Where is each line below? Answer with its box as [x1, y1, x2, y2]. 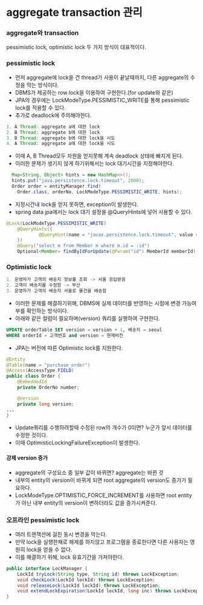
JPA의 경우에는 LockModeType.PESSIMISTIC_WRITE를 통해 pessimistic [14, 96, 190, 104]
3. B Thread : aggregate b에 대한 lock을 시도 [6, 135, 115, 141]
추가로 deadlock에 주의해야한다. [14, 112, 92, 119]
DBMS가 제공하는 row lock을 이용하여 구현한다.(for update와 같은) [14, 89, 173, 96]
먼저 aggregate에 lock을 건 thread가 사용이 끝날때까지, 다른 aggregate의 [14, 73, 189, 81]
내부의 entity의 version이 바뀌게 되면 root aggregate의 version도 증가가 [14, 476, 187, 484]
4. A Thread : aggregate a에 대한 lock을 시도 [6, 141, 115, 147]
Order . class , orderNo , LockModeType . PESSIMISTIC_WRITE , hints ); [17, 189, 182, 195]
